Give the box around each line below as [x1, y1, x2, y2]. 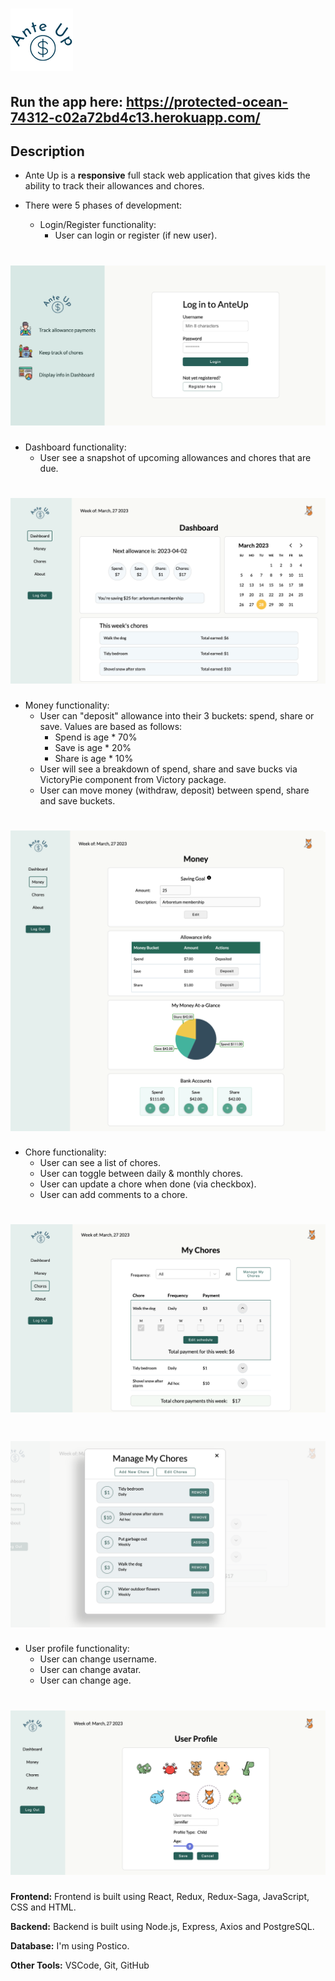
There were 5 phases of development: [24, 199, 183, 212]
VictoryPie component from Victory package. [39, 773, 227, 785]
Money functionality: [24, 699, 110, 711]
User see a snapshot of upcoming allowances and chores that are [39, 451, 312, 463]
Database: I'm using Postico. [10, 1939, 130, 1952]
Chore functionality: [24, 1146, 107, 1158]
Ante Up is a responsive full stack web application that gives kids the [24, 169, 311, 182]
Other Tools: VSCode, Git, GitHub [10, 1959, 150, 1971]
